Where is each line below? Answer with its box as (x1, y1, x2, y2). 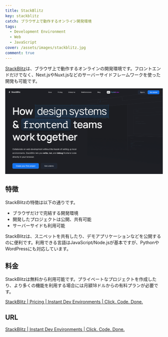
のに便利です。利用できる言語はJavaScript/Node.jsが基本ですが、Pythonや (5, 239, 159, 245)
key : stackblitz (5, 13, 39, 19)
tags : (5, 24, 16, 29)
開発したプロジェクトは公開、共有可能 (12, 216, 91, 222)
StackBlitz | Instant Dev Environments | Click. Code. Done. (5, 326, 125, 332)
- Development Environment (9, 29, 66, 35)
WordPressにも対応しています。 (5, 246, 71, 252)
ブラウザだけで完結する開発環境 (12, 210, 78, 216)
